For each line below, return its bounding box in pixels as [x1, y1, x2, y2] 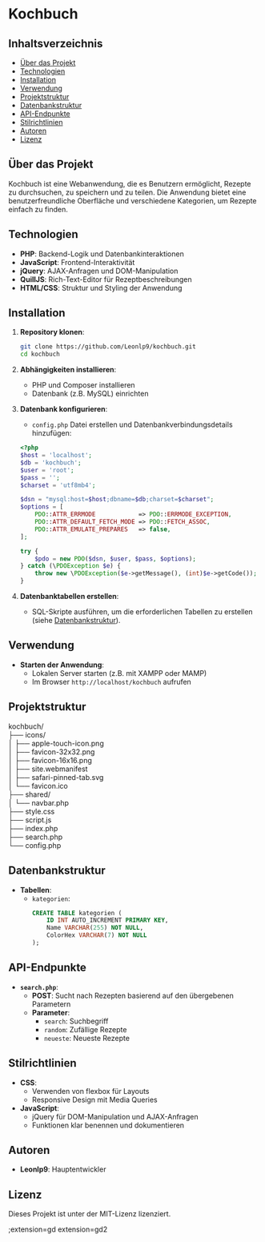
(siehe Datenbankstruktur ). [31, 616, 121, 625]
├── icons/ [8, 730, 46, 739]
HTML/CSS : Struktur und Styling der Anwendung [19, 283, 183, 292]
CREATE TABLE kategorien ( [31, 909, 122, 917]
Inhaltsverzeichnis [8, 37, 103, 50]
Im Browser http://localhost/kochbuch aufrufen [31, 677, 192, 686]
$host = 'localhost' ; [19, 452, 93, 460]
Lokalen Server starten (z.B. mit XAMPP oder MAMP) [31, 668, 207, 677]
